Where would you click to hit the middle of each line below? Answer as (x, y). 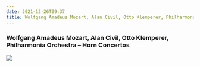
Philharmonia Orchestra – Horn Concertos (68, 45)
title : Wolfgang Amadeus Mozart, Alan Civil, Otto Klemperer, (85, 17)
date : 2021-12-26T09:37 (36, 12)
